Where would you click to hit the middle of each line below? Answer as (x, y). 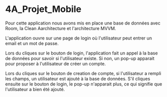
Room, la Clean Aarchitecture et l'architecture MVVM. (61, 28)
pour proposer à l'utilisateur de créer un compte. (56, 63)
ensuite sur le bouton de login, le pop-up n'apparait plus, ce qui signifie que (84, 84)
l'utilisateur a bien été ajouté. (35, 89)
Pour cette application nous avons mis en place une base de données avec (83, 23)
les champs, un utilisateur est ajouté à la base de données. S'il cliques (78, 78)
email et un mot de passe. (32, 43)
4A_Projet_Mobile (43, 9)
